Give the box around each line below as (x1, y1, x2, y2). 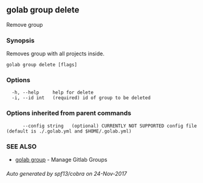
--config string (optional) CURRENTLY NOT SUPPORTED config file (22, 123, 198, 129)
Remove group (6, 21, 43, 28)
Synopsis (6, 36, 35, 44)
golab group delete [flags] (6, 62, 78, 68)
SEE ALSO (6, 142, 37, 151)
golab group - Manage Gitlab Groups (15, 156, 108, 163)
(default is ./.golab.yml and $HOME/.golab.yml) (6, 128, 132, 134)
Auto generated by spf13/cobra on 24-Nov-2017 (6, 170, 128, 177)
